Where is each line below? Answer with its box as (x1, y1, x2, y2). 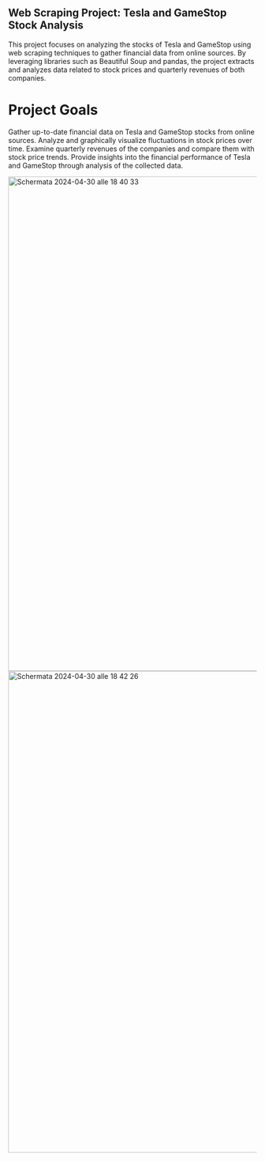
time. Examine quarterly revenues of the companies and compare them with (8, 144, 255, 153)
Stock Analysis (8, 19, 84, 32)
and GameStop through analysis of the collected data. (8, 160, 184, 170)
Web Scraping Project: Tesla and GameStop (8, 6, 227, 20)
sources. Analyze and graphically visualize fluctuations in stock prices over (8, 135, 252, 145)
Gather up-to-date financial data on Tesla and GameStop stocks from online (8, 126, 255, 137)
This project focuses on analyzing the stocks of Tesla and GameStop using (8, 40, 252, 49)
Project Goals (8, 101, 99, 119)
